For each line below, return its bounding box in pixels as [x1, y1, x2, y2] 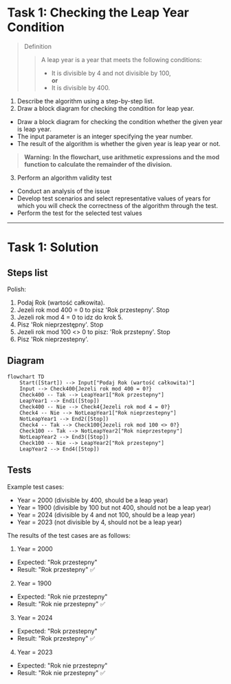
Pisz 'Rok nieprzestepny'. [16, 335, 89, 343]
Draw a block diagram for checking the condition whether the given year [16, 117, 223, 125]
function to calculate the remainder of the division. [23, 160, 173, 168]
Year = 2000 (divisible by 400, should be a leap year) [16, 496, 168, 504]
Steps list [7, 267, 48, 278]
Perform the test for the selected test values [16, 209, 142, 217]
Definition [23, 42, 52, 50]
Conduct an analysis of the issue [16, 187, 110, 195]
